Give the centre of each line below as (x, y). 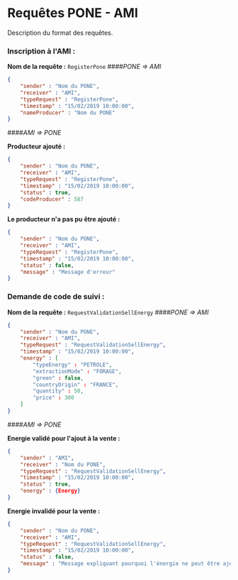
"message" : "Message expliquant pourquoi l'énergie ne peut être (120, 564)
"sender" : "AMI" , (47, 458)
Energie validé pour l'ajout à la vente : (64, 438)
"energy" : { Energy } (50, 491)
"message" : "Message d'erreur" (68, 272)
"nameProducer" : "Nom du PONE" (68, 113)
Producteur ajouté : (36, 146)
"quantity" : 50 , (58, 391)
